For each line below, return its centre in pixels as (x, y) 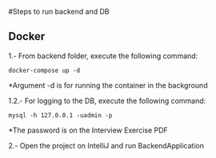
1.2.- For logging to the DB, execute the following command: (107, 101)
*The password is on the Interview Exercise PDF (88, 130)
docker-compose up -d (44, 70)
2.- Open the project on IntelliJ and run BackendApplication (106, 145)
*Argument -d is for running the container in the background (108, 85)
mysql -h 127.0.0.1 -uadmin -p (60, 115)
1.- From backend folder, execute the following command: (103, 56)
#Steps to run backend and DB (59, 12)
